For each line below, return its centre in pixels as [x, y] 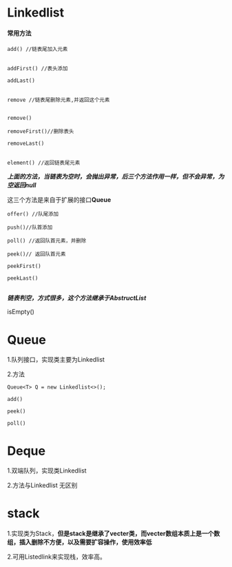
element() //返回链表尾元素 [44, 163]
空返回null [22, 185]
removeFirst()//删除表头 [41, 132]
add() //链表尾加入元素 [38, 50]
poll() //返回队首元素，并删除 [47, 241]
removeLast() [26, 144]
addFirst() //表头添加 [38, 69]
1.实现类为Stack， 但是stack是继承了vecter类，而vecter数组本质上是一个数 [114, 534]
